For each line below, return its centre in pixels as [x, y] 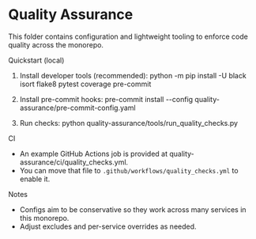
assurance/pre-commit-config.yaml [77, 108]
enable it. [35, 179]
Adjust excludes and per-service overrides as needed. [108, 226]
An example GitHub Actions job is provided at [94, 154]
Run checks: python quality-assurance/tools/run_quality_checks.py [129, 123]
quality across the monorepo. [56, 44]
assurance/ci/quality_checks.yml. [74, 162]
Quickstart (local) [36, 60]
